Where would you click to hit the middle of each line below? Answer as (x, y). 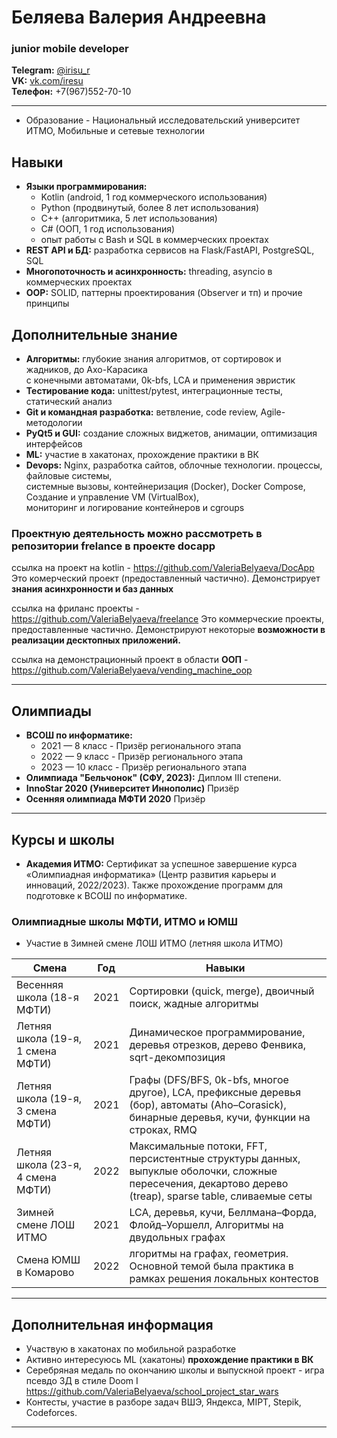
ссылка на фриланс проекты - (75, 608)
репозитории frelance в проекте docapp (113, 546)
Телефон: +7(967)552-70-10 (71, 92)
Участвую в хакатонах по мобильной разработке (131, 1349)
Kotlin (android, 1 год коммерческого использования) (154, 197)
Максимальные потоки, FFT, (198, 1146)
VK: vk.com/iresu (47, 81)
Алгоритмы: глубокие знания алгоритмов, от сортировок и (153, 359)
